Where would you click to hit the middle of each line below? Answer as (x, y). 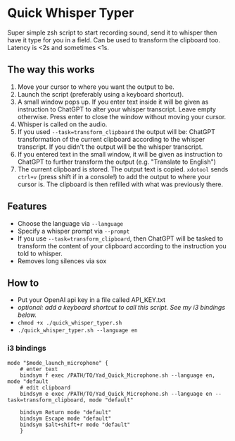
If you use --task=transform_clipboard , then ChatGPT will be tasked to (120, 238)
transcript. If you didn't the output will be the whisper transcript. (110, 147)
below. (27, 315)
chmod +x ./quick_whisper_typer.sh (70, 323)
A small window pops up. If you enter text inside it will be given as (113, 102)
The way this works (51, 70)
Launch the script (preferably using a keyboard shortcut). (101, 94)
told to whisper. (40, 253)
